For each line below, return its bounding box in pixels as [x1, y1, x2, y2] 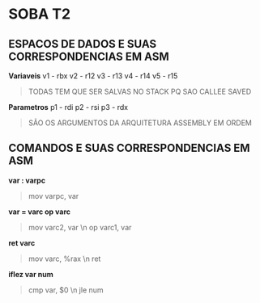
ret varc [8, 238, 36, 247]
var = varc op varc [8, 207, 71, 217]
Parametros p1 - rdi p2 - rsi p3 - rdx [8, 103, 128, 112]
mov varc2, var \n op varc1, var [28, 222, 132, 232]
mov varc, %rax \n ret [28, 254, 101, 263]
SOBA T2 [8, 5, 71, 23]
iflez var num [8, 269, 54, 279]
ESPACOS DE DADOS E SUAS [8, 37, 157, 51]
